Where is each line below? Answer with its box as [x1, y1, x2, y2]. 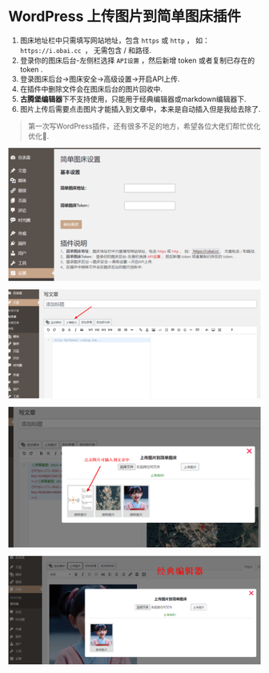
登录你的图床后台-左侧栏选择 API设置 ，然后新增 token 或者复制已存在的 [19, 55, 255, 65]
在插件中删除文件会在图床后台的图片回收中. [19, 84, 163, 93]
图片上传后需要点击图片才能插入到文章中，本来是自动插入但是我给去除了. [19, 104, 261, 113]
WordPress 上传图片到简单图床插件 [8, 7, 242, 26]
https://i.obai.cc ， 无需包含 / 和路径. [19, 45, 152, 55]
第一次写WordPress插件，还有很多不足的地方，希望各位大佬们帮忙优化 [27, 121, 261, 131]
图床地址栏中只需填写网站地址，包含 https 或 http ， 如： [19, 35, 210, 45]
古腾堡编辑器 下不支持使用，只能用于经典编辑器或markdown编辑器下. [19, 94, 247, 104]
